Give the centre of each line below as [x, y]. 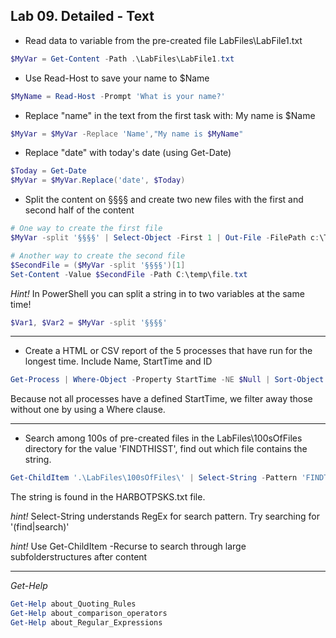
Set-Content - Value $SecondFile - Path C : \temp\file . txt [129, 274]
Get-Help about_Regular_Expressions [86, 622]
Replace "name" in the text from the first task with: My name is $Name [170, 115]
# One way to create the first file [86, 229]
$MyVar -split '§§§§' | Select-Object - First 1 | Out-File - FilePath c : [165, 238]
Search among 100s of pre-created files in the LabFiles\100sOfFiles [163, 438]
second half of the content [79, 210]
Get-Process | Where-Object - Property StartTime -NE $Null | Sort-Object [167, 380]
